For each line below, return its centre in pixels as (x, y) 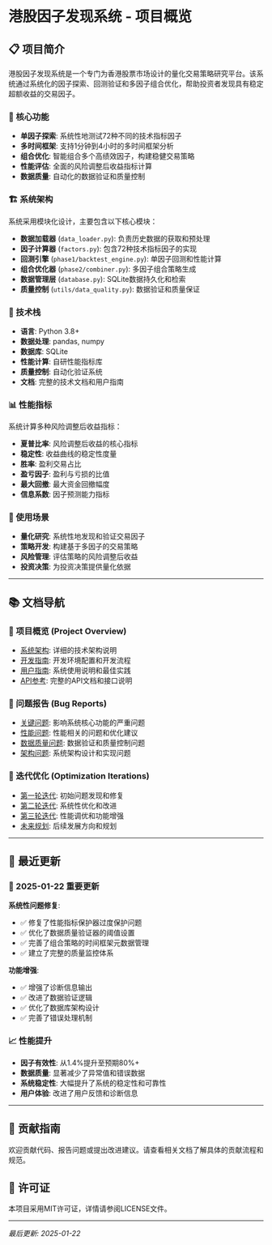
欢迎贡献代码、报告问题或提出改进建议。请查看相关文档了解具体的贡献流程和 (136, 1149)
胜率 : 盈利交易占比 (51, 464)
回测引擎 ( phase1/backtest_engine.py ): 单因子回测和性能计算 (121, 258)
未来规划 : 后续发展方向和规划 (68, 825)
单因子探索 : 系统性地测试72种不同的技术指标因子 (101, 136)
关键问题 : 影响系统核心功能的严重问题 (83, 723)
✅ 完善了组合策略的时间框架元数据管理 (85, 943)
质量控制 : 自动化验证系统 (61, 371)
